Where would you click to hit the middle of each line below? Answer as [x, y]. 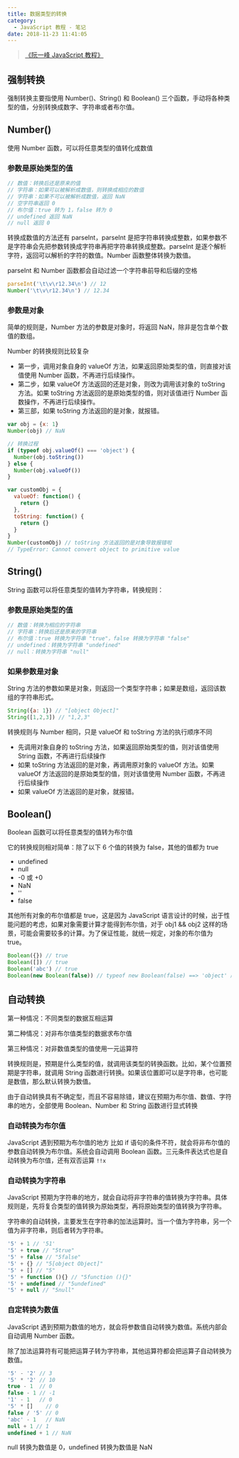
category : [22, 21]
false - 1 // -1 [31, 1393]
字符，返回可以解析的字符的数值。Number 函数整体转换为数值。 [101, 255]
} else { [20, 464]
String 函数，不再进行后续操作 [62, 755]
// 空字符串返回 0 [31, 203]
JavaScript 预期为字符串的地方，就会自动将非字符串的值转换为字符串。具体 [117, 1197]
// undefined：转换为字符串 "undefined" [64, 645]
